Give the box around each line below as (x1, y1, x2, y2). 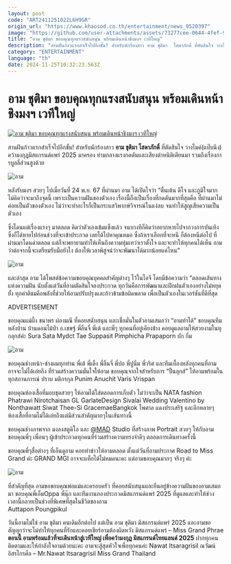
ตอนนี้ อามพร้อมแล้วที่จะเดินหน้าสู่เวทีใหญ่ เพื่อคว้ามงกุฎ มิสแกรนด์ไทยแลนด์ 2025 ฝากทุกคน (8, 534, 219, 542)
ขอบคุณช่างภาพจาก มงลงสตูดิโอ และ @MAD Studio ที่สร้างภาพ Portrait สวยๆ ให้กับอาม (8, 424, 215, 433)
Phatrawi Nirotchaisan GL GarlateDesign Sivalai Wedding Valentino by (8, 396, 205, 404)
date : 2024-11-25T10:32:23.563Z (8, 61, 100, 68)
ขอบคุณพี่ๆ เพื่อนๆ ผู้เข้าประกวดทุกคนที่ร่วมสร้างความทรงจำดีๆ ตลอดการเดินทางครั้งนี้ (8, 433, 196, 441)
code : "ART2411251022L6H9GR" (8, 17, 91, 23)
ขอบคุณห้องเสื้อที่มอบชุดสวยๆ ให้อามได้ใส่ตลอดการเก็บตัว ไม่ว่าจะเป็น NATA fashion (8, 388, 202, 396)
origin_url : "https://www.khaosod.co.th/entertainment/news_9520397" (8, 23, 211, 30)
